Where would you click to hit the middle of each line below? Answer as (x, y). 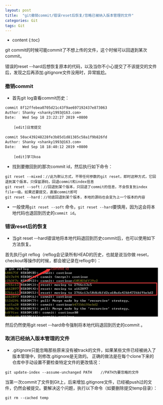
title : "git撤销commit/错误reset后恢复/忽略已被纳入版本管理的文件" (69, 15)
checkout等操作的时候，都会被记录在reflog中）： (53, 260)
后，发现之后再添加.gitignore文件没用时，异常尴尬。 (57, 72)
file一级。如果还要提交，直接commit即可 (41, 192)
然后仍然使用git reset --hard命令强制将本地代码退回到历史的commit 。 (75, 325)
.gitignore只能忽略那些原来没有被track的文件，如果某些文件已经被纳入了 (84, 350)
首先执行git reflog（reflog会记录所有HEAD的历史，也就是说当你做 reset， (78, 254)
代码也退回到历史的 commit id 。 (48, 213)
